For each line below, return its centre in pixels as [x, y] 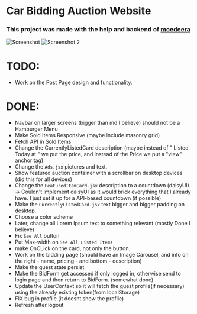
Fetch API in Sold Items [43, 142]
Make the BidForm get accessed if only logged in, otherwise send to [98, 274]
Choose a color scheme [44, 217]
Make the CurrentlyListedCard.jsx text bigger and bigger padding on [100, 205]
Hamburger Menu [36, 129]
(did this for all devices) [43, 179]
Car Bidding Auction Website [79, 11]
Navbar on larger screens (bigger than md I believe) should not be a [97, 123]
